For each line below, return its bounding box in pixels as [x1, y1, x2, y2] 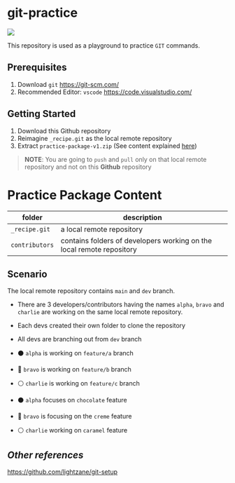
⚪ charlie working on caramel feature [17, 426, 128, 435]
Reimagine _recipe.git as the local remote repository [17, 134, 173, 142]
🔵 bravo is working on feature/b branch [17, 365, 131, 374]
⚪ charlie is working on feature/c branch [17, 379, 140, 388]
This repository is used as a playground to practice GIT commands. [7, 41, 201, 50]
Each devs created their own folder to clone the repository [17, 321, 186, 330]
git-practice [7, 5, 78, 21]
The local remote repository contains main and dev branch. [7, 287, 176, 295]
